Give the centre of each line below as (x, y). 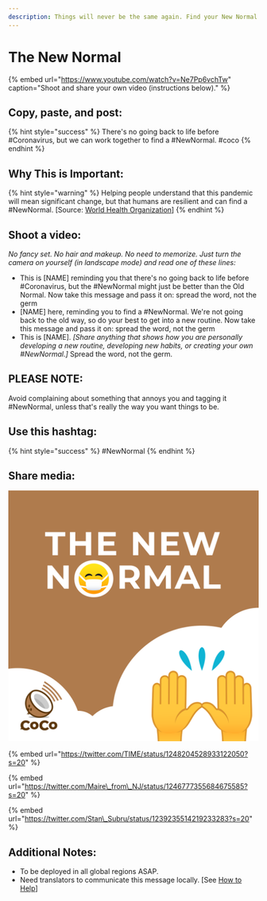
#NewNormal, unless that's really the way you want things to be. (114, 407)
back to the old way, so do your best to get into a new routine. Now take (137, 320)
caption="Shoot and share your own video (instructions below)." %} (119, 88)
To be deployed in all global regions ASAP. (89, 872)
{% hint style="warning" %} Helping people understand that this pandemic (131, 193)
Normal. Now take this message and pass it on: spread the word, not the (138, 295)
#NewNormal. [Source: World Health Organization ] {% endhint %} (116, 210)
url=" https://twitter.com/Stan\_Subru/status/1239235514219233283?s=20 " (130, 819)
